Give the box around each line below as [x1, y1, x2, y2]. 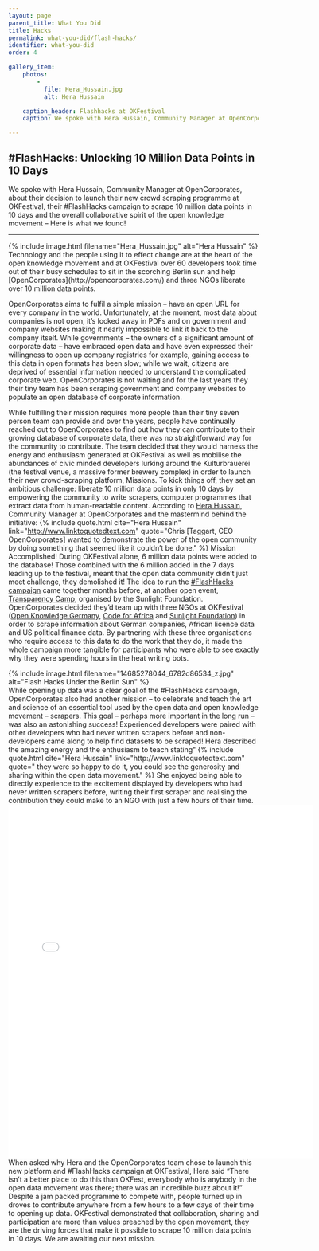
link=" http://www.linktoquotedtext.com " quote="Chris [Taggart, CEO [8, 526, 233, 535]
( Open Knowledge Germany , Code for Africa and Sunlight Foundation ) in [8, 610, 246, 620]
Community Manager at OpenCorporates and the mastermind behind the [8, 509, 247, 519]
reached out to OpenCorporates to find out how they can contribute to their [8, 424, 255, 434]
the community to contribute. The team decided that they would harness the [8, 441, 259, 451]
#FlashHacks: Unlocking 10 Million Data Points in [8, 151, 255, 164]
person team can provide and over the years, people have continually [8, 416, 236, 425]
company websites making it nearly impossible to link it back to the [8, 324, 228, 334]
